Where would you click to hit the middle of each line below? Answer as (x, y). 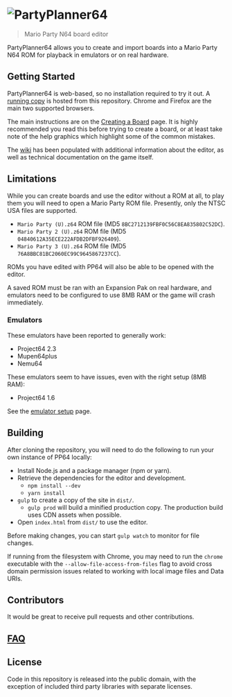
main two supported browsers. (51, 108)
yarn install (46, 493)
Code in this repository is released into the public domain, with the (102, 679)
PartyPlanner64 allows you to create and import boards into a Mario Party (113, 47)
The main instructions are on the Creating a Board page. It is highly (103, 121)
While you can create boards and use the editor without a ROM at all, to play (116, 196)
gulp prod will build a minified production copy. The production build (125, 507)
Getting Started (41, 77)
